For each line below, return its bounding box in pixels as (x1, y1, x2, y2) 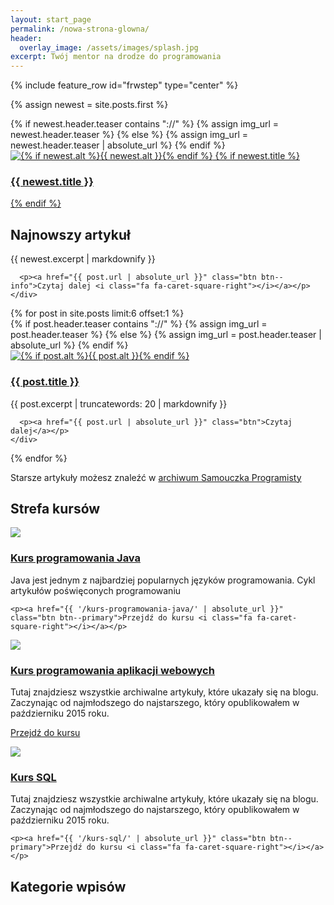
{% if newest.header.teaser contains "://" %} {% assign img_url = (10, 118, 280, 130)
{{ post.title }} (10, 375, 80, 389)
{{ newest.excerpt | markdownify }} (10, 253, 156, 265)
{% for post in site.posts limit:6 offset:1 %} (10, 307, 185, 320)
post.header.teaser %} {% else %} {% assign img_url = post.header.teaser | (10, 329, 322, 341)
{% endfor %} (10, 452, 68, 464)
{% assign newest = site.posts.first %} (10, 99, 169, 111)
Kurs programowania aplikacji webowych (10, 663, 215, 677)
